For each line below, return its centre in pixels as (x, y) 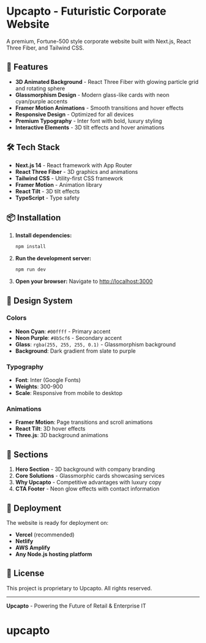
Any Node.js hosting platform (54, 554)
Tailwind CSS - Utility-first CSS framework (69, 178)
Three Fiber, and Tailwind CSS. (45, 48)
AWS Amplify (32, 548)
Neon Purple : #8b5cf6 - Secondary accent (68, 337)
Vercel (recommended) (45, 535)
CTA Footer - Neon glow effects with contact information (87, 489)
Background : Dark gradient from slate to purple (75, 351)
